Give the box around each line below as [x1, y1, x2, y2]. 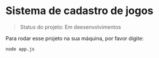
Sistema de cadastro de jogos [5, 4, 154, 18]
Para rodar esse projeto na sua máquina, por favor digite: [5, 35, 144, 42]
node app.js [5, 46, 35, 52]
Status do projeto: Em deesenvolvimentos [19, 23, 121, 30]
